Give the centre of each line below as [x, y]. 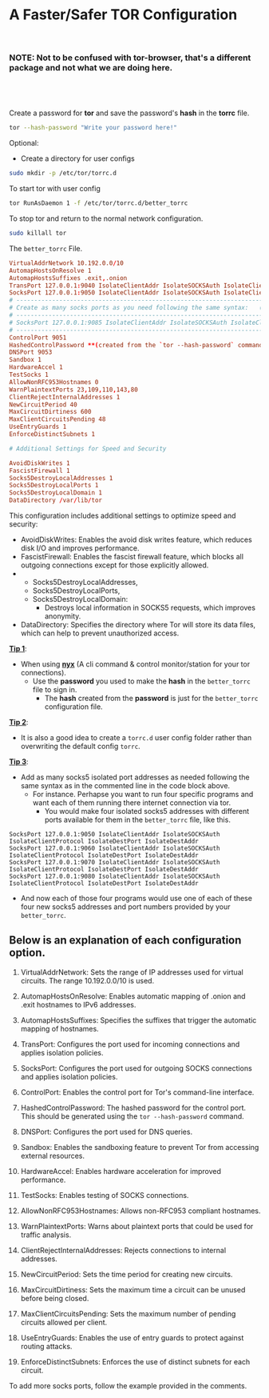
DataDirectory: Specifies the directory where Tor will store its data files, [138, 625]
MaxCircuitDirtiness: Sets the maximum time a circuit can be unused [133, 1289]
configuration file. [73, 707]
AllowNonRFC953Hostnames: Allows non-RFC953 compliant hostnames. [140, 1211]
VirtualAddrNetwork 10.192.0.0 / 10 [67, 263]
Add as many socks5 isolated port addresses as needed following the [135, 777]
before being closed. [55, 1298]
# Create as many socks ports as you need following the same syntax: [129, 308]
